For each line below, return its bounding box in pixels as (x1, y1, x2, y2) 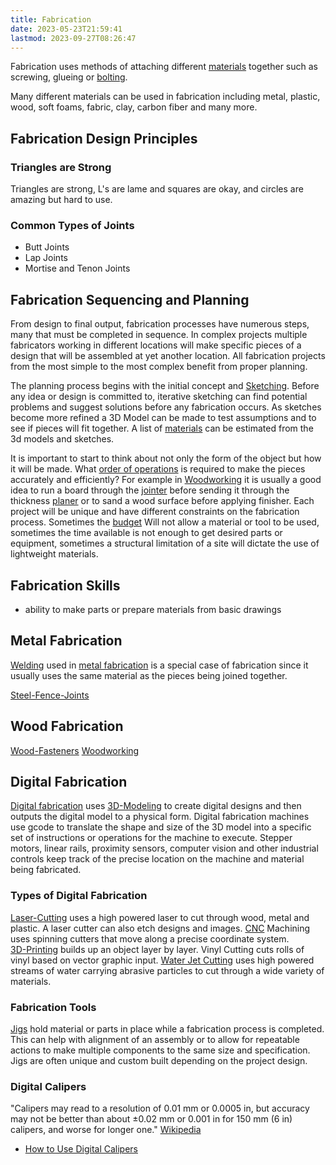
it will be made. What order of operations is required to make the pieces (10, 463, 306, 475)
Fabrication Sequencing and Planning (10, 291, 250, 308)
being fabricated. (10, 864, 82, 876)
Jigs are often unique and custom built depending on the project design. (10, 1055, 308, 1067)
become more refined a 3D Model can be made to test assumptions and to (10, 412, 317, 424)
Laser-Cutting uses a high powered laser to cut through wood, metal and (10, 911, 310, 923)
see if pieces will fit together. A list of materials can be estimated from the (10, 422, 314, 435)
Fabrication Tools (10, 1000, 97, 1014)
